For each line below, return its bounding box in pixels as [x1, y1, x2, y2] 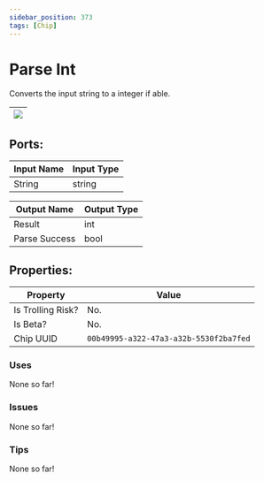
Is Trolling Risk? [13, 304, 79, 317]
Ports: [9, 136, 44, 151]
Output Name [15, 203, 74, 216]
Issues [9, 401, 39, 414]
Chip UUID [13, 332, 58, 345]
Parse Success [13, 233, 76, 245]
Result [13, 218, 40, 231]
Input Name [13, 163, 65, 175]
